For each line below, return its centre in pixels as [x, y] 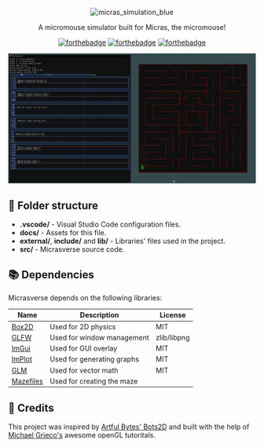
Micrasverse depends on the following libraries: [85, 297]
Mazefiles [27, 381]
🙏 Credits [31, 408]
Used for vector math [84, 370]
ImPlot [22, 359]
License [173, 315]
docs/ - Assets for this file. [63, 233]
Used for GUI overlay [84, 348]
